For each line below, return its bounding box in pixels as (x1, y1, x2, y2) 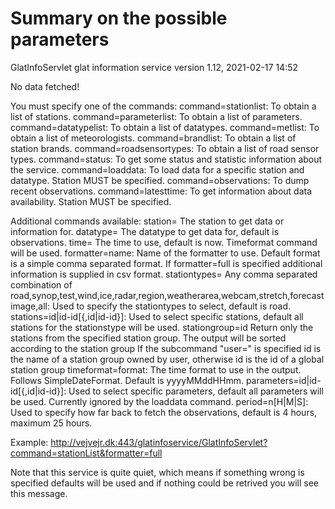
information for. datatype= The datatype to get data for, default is (10, 225, 280, 237)
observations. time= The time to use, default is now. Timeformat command (10, 236, 318, 248)
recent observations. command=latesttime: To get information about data (10, 185, 313, 197)
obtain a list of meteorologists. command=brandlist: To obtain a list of (10, 132, 297, 144)
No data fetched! (10, 80, 80, 92)
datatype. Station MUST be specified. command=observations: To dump (10, 174, 310, 186)
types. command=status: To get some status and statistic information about (10, 153, 323, 165)
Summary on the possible (10, 7, 228, 30)
